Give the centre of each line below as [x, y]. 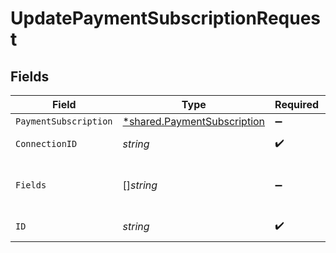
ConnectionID [46, 143]
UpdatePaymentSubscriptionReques [166, 18]
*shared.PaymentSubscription [194, 121]
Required [297, 104]
